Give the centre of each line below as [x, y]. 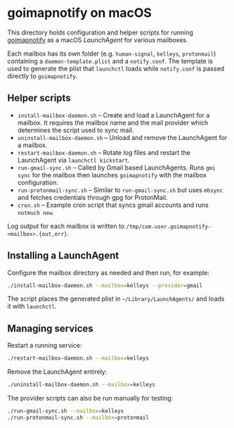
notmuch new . [36, 212]
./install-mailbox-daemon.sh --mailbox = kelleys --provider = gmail [105, 285]
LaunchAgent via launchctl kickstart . [73, 160]
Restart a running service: [45, 346]
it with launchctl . [32, 306]
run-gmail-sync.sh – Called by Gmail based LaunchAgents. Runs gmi [116, 168]
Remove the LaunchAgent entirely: [57, 372]
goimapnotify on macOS [80, 13]
